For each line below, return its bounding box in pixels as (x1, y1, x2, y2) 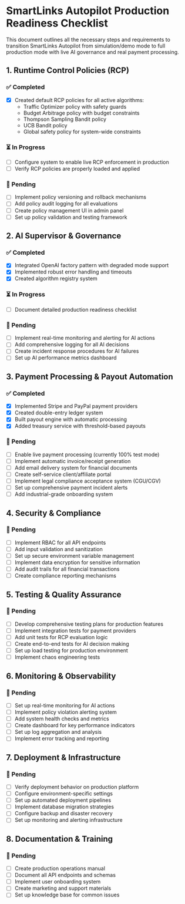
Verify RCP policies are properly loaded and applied (14, 166, 140, 173)
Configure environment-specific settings (14, 790, 113, 797)
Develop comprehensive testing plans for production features (14, 620, 163, 628)
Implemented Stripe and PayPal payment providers (14, 403, 138, 410)
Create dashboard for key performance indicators (14, 722, 135, 729)
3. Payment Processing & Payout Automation (6, 372, 173, 382)
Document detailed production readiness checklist (14, 306, 137, 313)
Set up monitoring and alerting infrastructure (14, 817, 123, 824)
